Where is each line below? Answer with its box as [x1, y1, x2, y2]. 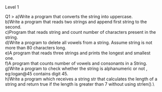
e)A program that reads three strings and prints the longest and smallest [5, 50, 151, 56]
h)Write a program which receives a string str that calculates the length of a [5, 76, 158, 82]
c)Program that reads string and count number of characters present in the [5, 29, 156, 35]
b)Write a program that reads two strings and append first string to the [5, 19, 147, 24]
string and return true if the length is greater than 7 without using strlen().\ [5, 81, 155, 87]
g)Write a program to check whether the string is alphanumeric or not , [5, 66, 148, 71]
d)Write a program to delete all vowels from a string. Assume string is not [5, 40, 153, 46]
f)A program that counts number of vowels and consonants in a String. [5, 61, 147, 66]
